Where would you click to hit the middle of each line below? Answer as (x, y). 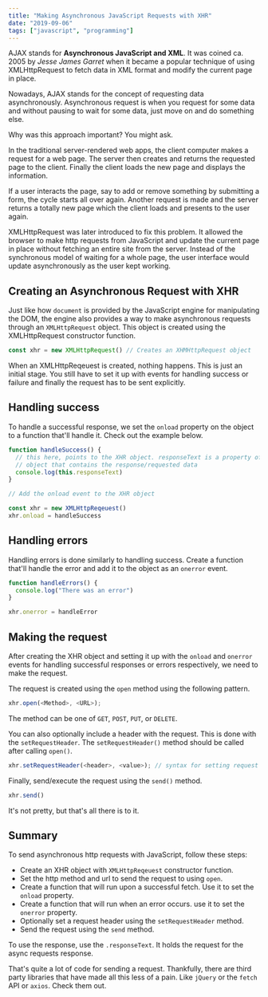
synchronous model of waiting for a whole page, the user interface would (129, 258)
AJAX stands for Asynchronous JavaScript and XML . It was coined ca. (126, 53)
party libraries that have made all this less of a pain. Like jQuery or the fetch (133, 977)
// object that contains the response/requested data (106, 465)
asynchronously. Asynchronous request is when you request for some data (132, 102)
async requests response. (51, 953)
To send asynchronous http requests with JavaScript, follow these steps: (128, 855)
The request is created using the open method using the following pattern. (129, 688)
